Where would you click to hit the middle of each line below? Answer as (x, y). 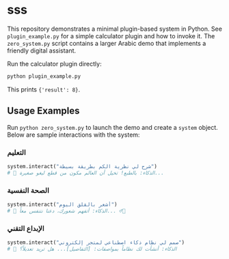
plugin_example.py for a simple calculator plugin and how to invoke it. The (111, 36)
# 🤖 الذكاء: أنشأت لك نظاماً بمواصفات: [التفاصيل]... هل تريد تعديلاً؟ (92, 249)
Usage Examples (43, 111)
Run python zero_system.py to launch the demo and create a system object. (113, 127)
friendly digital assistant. (42, 51)
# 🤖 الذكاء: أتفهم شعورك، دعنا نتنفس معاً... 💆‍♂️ (66, 210)
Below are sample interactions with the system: (73, 135)
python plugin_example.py (44, 76)
